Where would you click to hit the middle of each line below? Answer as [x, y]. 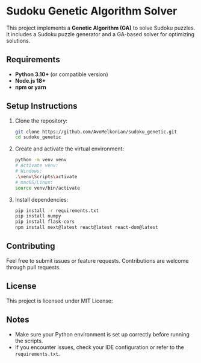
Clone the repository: [41, 120]
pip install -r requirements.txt [57, 210]
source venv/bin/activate [47, 188]
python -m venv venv [41, 160]
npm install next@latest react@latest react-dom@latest [86, 228]
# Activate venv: [37, 165]
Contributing [31, 246]
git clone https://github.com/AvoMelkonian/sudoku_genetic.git [96, 132]
